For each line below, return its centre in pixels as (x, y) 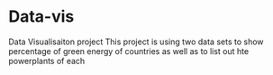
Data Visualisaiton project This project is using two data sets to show (136, 42)
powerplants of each (47, 61)
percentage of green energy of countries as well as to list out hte (129, 51)
